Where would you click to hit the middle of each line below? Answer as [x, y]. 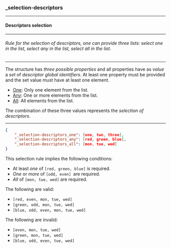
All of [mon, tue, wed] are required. [50, 179]
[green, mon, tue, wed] [38, 236]
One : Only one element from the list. [51, 90]
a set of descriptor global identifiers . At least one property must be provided [85, 74]
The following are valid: [30, 189]
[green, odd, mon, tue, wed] [44, 205]
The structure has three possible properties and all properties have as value [85, 69]
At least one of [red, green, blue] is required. [62, 169]
